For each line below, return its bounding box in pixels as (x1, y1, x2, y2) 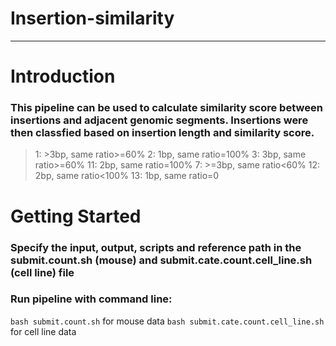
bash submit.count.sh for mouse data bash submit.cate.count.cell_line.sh (10, 315, 325, 327)
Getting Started (10, 205, 142, 227)
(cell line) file (10, 265, 75, 279)
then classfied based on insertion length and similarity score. (10, 126, 315, 140)
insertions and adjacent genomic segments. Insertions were (10, 113, 309, 127)
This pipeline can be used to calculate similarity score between (10, 101, 323, 115)
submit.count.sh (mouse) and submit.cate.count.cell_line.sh (10, 253, 313, 267)
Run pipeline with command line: (10, 292, 173, 306)
